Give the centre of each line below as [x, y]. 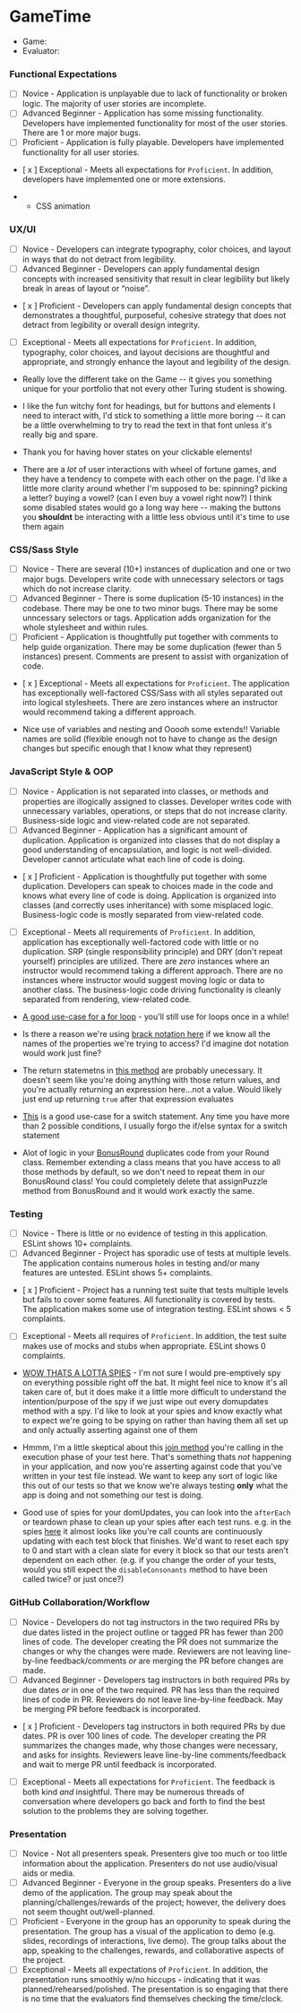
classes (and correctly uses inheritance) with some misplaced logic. [147, 905]
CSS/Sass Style [44, 549]
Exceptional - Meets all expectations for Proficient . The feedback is [149, 1782]
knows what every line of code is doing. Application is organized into [149, 895]
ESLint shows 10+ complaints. [77, 1244]
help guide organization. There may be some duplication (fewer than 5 [152, 647]
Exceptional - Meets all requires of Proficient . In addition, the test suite [154, 1336]
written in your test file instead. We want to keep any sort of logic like [150, 1476]
